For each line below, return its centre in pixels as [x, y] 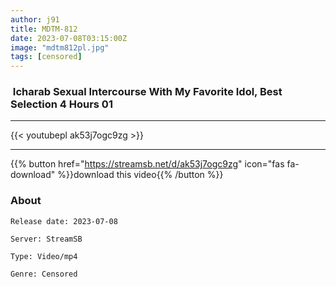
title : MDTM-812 [44, 29]
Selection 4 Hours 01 [61, 104]
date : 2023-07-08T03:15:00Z [69, 38]
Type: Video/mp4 [44, 256]
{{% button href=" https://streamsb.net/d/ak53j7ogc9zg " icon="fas [147, 164]
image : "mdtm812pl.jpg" [60, 47]
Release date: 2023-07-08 [64, 221]
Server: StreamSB [46, 239]
